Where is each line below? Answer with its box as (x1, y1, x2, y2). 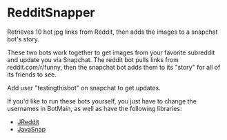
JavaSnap (17, 125, 46, 133)
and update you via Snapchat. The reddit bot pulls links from (7, 55, 179, 63)
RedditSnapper (7, 5, 95, 21)
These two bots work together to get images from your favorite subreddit (7, 48, 215, 57)
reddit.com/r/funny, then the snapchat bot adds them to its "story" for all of (7, 63, 221, 71)
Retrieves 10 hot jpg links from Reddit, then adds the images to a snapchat (7, 28, 218, 36)
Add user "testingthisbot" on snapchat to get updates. (7, 83, 161, 92)
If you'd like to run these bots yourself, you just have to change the (7, 97, 197, 105)
